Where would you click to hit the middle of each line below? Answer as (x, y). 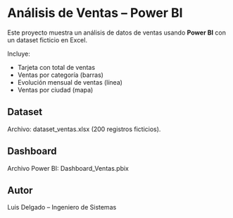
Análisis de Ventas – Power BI (95, 13)
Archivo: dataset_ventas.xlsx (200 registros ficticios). (84, 129)
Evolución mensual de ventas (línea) (70, 82)
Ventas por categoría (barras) (61, 75)
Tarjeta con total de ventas (56, 67)
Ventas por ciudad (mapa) (55, 90)
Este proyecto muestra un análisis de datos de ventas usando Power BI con (117, 32)
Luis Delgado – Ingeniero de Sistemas (62, 207)
